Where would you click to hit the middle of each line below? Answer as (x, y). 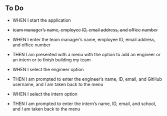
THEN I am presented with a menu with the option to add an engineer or (86, 54)
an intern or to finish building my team (51, 60)
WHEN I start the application (41, 20)
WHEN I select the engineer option (48, 69)
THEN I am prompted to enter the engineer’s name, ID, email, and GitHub (87, 79)
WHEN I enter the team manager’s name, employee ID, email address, (84, 39)
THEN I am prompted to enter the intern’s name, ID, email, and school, (84, 104)
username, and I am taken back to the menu (58, 84)
